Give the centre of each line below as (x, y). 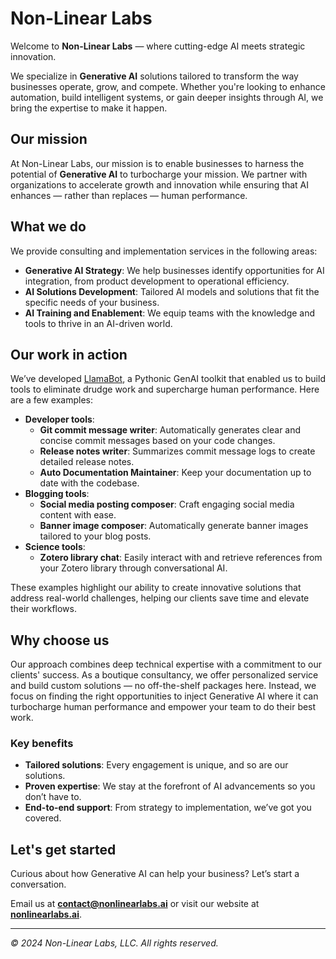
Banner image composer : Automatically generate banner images (174, 526)
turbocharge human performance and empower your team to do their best (163, 707)
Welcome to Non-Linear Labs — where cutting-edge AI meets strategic (158, 46)
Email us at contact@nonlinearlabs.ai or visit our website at (135, 904)
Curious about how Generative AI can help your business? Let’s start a (155, 874)
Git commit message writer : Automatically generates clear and (170, 430)
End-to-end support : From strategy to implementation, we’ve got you (168, 808)
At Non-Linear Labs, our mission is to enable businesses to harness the (157, 163)
